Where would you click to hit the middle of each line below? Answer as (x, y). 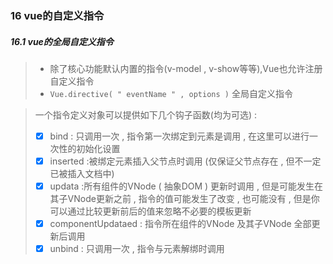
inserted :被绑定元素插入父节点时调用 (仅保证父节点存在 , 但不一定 (185, 161)
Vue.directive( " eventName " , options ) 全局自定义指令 (171, 93)
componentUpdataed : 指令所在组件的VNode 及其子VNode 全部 (180, 224)
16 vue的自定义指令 (57, 15)
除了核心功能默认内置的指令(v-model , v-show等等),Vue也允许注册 (186, 68)
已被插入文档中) (82, 174)
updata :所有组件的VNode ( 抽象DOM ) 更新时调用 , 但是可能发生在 (186, 186)
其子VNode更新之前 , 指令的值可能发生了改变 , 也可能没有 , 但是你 (184, 199)
